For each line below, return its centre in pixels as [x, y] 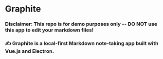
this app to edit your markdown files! [49, 30]
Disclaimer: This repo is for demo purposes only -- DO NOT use [81, 24]
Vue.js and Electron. [30, 51]
